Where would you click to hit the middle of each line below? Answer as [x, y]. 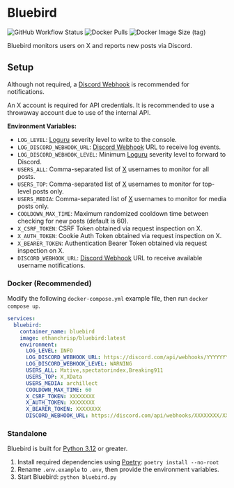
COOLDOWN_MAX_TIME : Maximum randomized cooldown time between [113, 213]
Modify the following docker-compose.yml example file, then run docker [108, 299]
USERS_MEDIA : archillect [62, 383]
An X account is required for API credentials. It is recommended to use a [111, 105]
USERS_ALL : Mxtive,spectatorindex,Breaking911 [94, 370]
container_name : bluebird [57, 331]
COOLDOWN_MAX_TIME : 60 [58, 390]
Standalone [27, 433]
